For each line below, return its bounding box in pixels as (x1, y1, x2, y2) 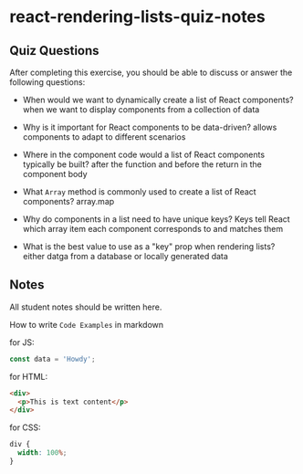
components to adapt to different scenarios (22, 132, 186, 142)
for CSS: (9, 422, 41, 433)
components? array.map (22, 196, 115, 206)
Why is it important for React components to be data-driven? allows (22, 121, 277, 132)
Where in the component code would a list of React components (22, 149, 266, 160)
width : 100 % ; (17, 448, 68, 458)
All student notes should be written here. (9, 301, 162, 312)
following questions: (9, 77, 86, 88)
